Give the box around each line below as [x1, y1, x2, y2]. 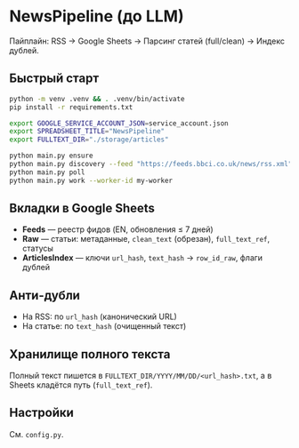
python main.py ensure [9, 151, 93, 161]
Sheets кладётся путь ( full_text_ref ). [9, 380, 153, 390]
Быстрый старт [9, 71, 100, 86]
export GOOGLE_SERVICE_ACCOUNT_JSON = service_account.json [9, 118, 229, 128]
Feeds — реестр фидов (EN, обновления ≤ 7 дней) [21, 224, 214, 235]
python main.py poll [9, 167, 86, 177]
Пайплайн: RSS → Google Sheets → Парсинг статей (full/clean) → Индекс [9, 36, 285, 46]
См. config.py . [9, 428, 64, 439]
